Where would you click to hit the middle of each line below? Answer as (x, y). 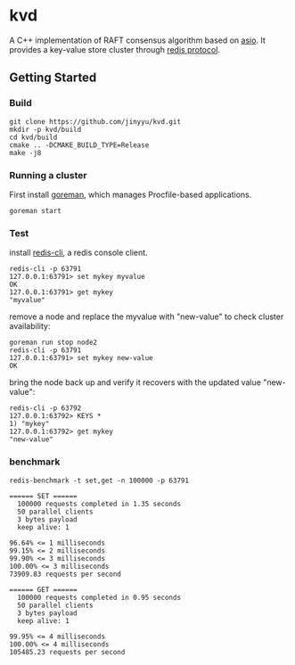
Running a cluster (48, 175)
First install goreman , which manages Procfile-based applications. (131, 194)
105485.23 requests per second (67, 652)
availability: (30, 326)
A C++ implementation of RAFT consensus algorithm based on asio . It (137, 40)
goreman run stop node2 (53, 343)
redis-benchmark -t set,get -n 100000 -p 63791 (99, 480)
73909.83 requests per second (66, 574)
